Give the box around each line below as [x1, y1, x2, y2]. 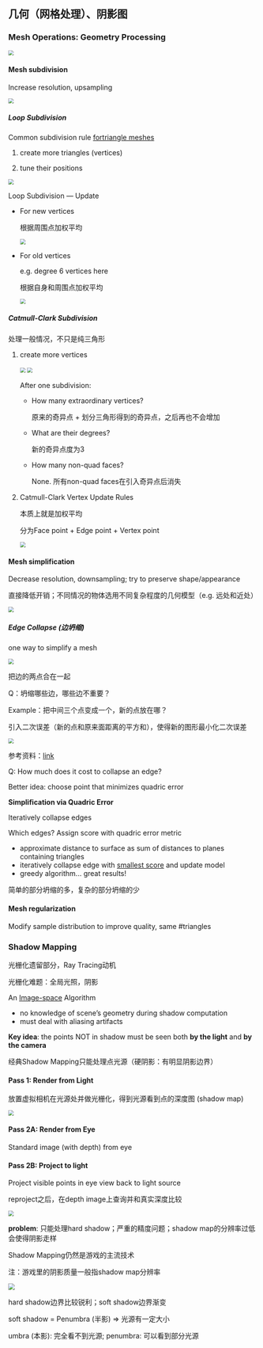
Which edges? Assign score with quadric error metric [8, 828, 182, 838]
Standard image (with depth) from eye [8, 1143, 133, 1152]
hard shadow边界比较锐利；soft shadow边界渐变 [8, 1297, 167, 1307]
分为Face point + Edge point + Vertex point [19, 526, 160, 535]
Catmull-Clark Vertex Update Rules [19, 493, 134, 502]
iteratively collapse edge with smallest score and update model [19, 860, 225, 870]
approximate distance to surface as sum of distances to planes [19, 843, 225, 853]
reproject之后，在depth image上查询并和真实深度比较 [8, 1194, 182, 1204]
